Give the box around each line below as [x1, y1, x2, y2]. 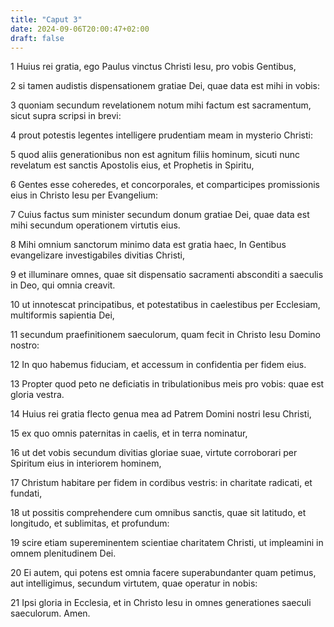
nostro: [10, 339, 40, 351]
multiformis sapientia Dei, [10, 309, 115, 321]
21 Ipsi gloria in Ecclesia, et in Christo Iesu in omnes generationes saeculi [10, 597, 312, 609]
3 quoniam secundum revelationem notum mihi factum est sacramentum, [10, 99, 312, 111]
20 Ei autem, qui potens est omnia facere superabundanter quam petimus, [10, 567, 317, 579]
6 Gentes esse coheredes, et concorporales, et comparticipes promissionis [10, 179, 320, 191]
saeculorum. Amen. [10, 607, 91, 620]
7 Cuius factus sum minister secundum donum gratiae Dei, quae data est [10, 209, 310, 221]
